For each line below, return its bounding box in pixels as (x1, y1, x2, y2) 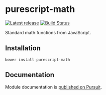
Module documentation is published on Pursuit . (5, 84, 102, 90)
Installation (5, 44, 41, 53)
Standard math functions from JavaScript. (5, 29, 91, 35)
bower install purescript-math (5, 57, 70, 62)
